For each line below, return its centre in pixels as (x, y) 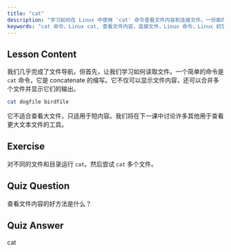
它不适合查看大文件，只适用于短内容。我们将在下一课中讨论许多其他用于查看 (115, 116)
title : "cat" (26, 13)
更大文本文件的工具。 (37, 125)
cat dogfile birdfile (38, 102)
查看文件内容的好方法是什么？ (49, 203)
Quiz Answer (35, 225)
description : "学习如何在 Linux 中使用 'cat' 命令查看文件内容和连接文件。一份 (112, 20)
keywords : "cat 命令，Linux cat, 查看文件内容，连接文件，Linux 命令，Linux (110, 26)
